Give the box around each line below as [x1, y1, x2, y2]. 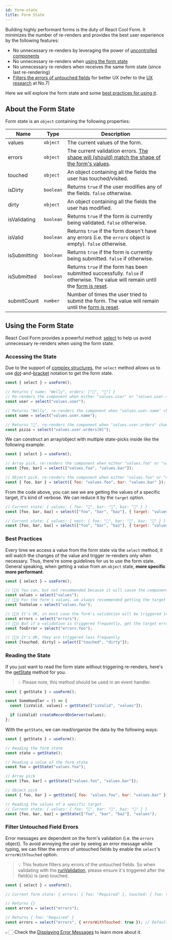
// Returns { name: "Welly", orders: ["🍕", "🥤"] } [5, 389, 116, 395]
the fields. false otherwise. [67, 190, 132, 197]
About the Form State [5, 105, 75, 113]
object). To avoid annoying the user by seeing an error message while [5, 841, 153, 847]
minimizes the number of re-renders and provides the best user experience [5, 32, 164, 38]
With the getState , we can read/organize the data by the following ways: [5, 726, 158, 732]
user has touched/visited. [67, 175, 128, 182]
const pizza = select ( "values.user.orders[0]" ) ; [5, 427, 111, 432]
